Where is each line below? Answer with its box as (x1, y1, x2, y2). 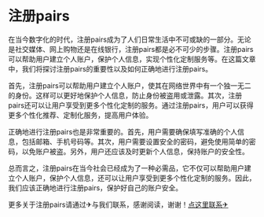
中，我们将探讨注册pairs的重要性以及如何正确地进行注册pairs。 (8, 64, 213, 73)
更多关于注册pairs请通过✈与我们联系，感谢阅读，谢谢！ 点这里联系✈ (8, 200, 229, 209)
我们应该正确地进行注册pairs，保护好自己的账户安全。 (8, 182, 183, 193)
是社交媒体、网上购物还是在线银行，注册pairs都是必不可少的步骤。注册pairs (8, 44, 254, 53)
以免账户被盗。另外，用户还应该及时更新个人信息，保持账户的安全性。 (21, 146, 249, 156)
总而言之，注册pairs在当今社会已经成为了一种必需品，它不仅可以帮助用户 (8, 163, 245, 173)
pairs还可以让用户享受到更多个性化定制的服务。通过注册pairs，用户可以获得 (8, 100, 254, 110)
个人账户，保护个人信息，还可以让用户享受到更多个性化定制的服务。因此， (14, 173, 256, 182)
